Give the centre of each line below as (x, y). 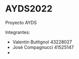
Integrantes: (18, 32)
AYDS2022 (29, 9)
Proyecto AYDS (21, 22)
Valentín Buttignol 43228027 (42, 42)
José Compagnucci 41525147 (43, 47)
